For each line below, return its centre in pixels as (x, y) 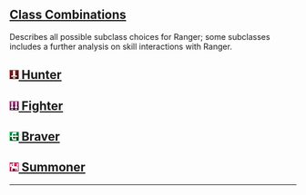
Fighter (42, 106)
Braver (41, 136)
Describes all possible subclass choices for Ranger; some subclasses (140, 36)
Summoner (54, 167)
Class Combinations (68, 15)
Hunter (41, 75)
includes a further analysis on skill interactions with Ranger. (121, 46)
